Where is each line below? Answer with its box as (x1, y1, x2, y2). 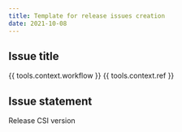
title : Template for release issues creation (8, 11, 165, 20)
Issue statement (8, 94, 93, 108)
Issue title (8, 49, 59, 63)
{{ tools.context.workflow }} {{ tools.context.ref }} (8, 70, 175, 81)
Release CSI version (8, 116, 76, 126)
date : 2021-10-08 (8, 19, 67, 28)
